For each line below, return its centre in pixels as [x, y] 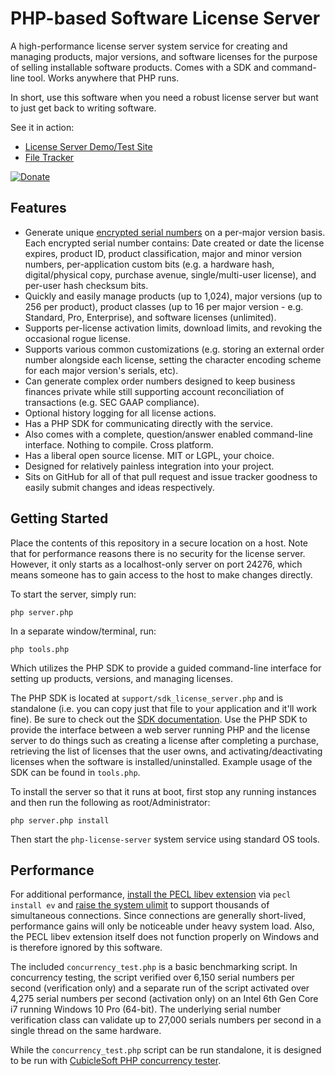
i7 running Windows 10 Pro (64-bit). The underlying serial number [146, 1009]
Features [38, 208]
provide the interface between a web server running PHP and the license [160, 729]
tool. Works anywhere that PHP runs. [103, 78]
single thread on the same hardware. [86, 1031]
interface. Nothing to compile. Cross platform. [119, 444]
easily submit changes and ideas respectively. [119, 487]
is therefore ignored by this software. [86, 948]
